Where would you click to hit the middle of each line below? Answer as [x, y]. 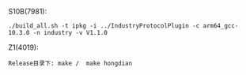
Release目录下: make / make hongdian [70, 63]
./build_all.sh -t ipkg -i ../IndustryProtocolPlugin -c [104, 26]
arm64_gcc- [221, 26]
